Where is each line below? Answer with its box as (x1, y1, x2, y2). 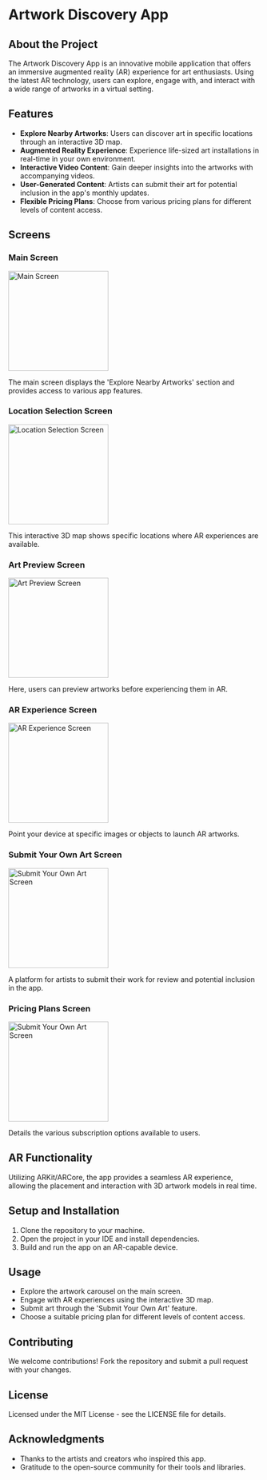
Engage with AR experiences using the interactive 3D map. (19, 1295, 214, 1305)
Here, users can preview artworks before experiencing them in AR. (8, 684, 228, 694)
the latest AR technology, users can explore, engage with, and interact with (8, 76, 256, 85)
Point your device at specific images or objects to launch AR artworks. (8, 829, 240, 839)
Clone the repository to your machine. (19, 1225, 145, 1235)
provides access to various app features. (8, 385, 143, 395)
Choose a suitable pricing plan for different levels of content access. (19, 1312, 245, 1322)
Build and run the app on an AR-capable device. (19, 1242, 178, 1252)
